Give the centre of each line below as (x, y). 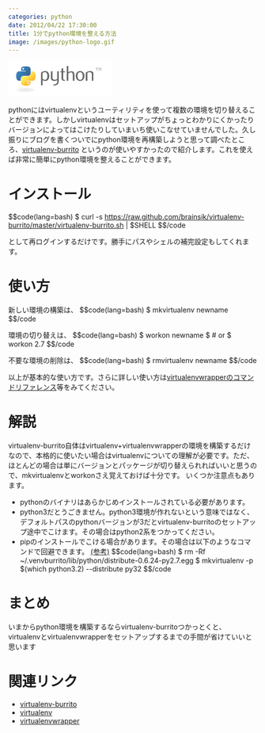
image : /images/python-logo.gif (61, 42)
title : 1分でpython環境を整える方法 (62, 33)
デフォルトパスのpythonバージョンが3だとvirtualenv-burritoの (120, 522)
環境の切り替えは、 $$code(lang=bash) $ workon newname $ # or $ (120, 335)
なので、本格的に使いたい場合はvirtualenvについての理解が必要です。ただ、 (131, 456)
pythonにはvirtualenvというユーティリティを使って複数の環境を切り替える (129, 110)
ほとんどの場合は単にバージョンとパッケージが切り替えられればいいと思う (129, 466)
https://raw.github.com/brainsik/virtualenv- (174, 217)
